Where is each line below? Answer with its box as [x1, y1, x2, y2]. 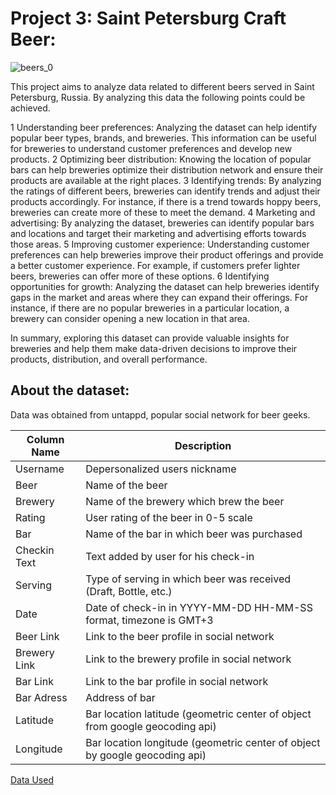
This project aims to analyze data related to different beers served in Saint [10, 80, 315, 92]
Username [15, 462, 65, 476]
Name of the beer [85, 478, 168, 492]
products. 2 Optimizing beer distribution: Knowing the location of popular [10, 153, 312, 165]
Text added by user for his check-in [85, 549, 255, 563]
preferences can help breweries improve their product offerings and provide [10, 248, 324, 261]
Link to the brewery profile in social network [85, 652, 292, 666]
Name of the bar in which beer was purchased [85, 527, 303, 541]
